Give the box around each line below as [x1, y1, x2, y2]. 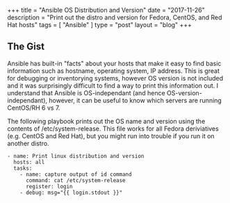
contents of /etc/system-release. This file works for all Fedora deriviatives [7, 124, 219, 133]
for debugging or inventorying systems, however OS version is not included [7, 74, 224, 82]
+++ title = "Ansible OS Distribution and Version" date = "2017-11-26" [7, 6, 205, 14]
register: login [25, 183, 73, 190]
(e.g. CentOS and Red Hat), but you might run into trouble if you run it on [7, 131, 215, 140]
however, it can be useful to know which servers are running [48, 96, 222, 104]
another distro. [7, 139, 50, 147]
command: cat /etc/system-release [25, 177, 126, 184]
